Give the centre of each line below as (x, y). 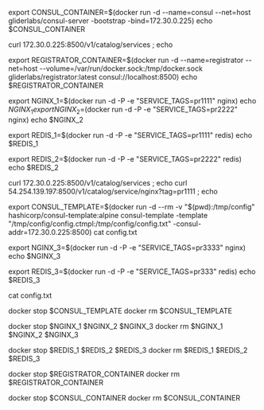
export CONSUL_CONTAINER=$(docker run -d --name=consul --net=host (130, 12)
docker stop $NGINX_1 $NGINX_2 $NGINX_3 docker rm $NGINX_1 (116, 326)
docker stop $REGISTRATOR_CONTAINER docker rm (94, 373)
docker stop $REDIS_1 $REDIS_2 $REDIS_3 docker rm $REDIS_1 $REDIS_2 (128, 349)
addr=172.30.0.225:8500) (50, 232)
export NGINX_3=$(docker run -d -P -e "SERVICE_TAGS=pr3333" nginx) (127, 248)
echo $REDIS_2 (33, 167)
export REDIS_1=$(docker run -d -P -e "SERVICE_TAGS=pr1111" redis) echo (130, 135)
